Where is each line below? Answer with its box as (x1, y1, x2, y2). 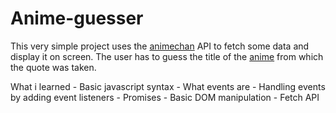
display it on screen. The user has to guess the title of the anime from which (10, 50, 324, 62)
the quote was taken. (10, 61, 97, 73)
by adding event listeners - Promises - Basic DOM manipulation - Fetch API (10, 91, 320, 103)
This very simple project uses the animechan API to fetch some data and (10, 40, 310, 52)
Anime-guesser (10, 7, 144, 30)
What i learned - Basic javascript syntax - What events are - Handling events (10, 80, 326, 92)
